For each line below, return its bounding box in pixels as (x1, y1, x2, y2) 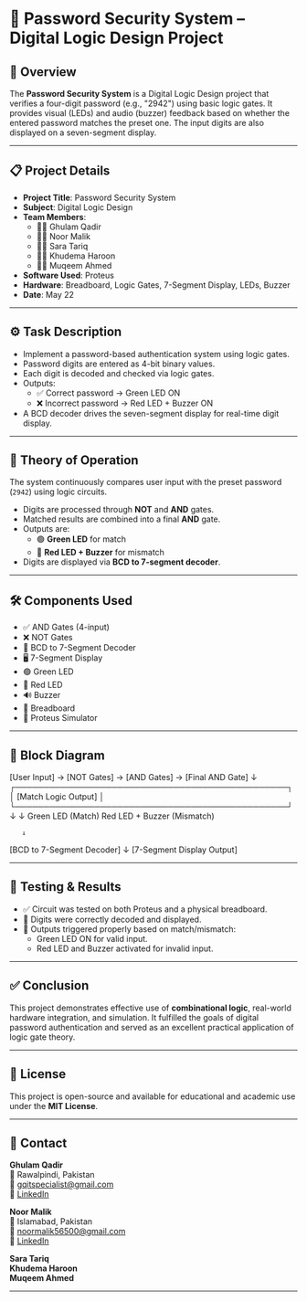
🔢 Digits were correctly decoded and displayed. (22, 914, 202, 925)
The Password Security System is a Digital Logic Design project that (9, 89, 270, 99)
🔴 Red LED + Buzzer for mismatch (36, 547, 164, 558)
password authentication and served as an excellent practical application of (9, 1021, 294, 1032)
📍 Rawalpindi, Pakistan (9, 1169, 95, 1180)
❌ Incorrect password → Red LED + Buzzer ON (36, 397, 213, 408)
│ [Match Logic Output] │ (9, 791, 105, 802)
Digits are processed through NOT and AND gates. (22, 504, 215, 515)
